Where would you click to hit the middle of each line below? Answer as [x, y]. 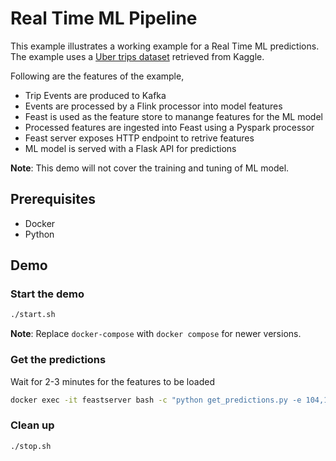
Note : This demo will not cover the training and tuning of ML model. [150, 168]
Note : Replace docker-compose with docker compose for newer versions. [156, 334]
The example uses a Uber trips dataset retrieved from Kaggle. [137, 56]
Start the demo [47, 294]
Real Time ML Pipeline [104, 18]
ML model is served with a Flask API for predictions [130, 148]
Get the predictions [58, 360]
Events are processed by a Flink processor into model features [153, 106]
